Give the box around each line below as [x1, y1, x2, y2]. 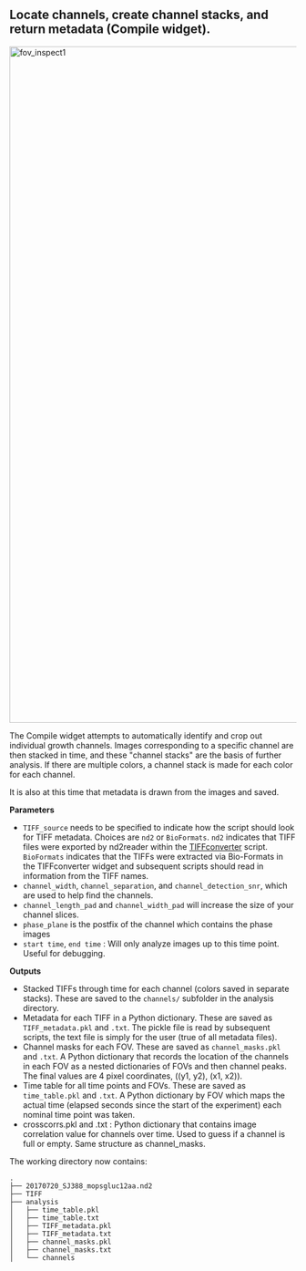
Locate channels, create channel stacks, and [9, 7, 269, 23]
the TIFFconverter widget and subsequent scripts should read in [22, 861, 264, 872]
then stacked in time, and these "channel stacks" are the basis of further [9, 749, 282, 760]
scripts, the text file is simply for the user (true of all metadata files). [22, 1031, 278, 1042]
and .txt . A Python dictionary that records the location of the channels [22, 1050, 290, 1061]
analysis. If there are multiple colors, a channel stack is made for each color [9, 759, 293, 770]
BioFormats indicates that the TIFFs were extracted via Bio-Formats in [22, 851, 284, 862]
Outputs [9, 966, 42, 976]
